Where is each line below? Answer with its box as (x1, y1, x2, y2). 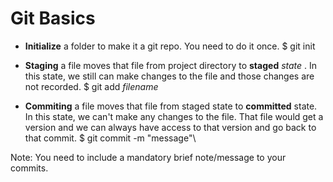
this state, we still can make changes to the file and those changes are (24, 70, 315, 82)
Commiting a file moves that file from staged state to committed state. (24, 100, 318, 112)
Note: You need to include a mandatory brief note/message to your (10, 151, 287, 163)
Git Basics (10, 7, 96, 30)
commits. (10, 162, 49, 174)
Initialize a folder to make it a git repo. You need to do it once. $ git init (24, 40, 316, 52)
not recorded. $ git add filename (24, 80, 159, 92)
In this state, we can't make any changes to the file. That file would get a (24, 110, 324, 122)
